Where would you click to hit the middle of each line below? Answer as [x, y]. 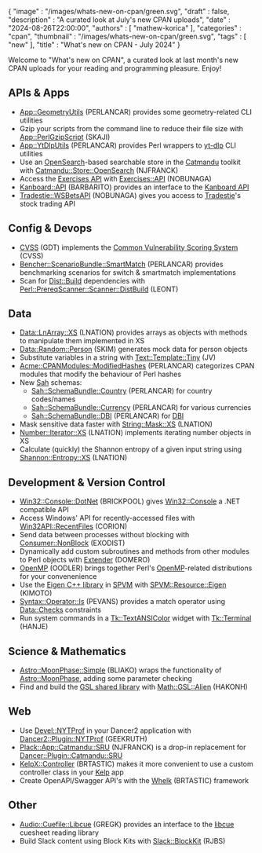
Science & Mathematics [67, 651]
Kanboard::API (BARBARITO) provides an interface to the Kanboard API [134, 187]
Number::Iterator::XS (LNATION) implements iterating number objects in [135, 433]
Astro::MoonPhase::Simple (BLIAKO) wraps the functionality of [120, 670]
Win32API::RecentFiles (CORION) [73, 526]
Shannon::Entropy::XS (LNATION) [73, 458]
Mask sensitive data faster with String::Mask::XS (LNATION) [116, 424]
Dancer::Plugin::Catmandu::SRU [71, 755]
